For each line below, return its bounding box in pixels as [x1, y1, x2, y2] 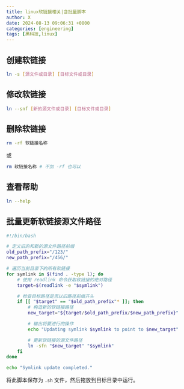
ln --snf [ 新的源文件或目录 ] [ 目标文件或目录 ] [6, 106, 111, 112]
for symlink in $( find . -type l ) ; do [6, 271, 103, 277]
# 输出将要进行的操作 [28, 321, 74, 327]
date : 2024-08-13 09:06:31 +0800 [6, 20, 90, 26]
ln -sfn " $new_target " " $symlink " [28, 343, 114, 349]
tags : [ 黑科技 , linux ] [6, 31, 58, 37]
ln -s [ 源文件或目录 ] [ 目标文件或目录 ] [6, 71, 94, 77]
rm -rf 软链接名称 [6, 140, 48, 146]
